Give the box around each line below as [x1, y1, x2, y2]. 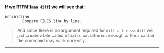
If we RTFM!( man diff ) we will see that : [5, 4, 86, 10]
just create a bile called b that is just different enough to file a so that [17, 33, 155, 38]
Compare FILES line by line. [22, 19, 82, 24]
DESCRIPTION [5, 15, 29, 19]
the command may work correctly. [17, 38, 86, 44]
